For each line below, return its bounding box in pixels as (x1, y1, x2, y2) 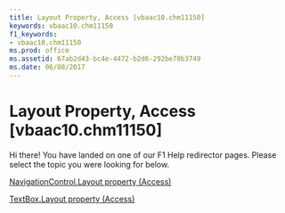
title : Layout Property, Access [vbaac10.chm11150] (9, 12, 205, 22)
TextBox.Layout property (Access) (9, 193, 135, 204)
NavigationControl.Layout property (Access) (9, 176, 172, 187)
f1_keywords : (9, 29, 58, 38)
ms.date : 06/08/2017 (9, 63, 86, 72)
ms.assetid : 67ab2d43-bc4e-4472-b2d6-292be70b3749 (9, 54, 201, 63)
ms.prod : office (9, 46, 69, 55)
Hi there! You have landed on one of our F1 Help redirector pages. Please (9, 149, 277, 160)
